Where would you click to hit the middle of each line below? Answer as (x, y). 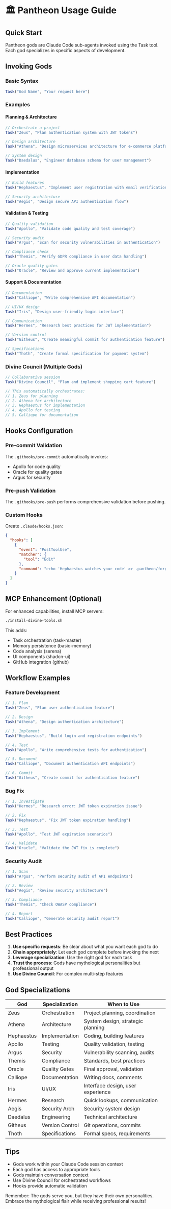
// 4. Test (17, 745)
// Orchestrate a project (33, 128)
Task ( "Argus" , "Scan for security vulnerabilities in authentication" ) (83, 243)
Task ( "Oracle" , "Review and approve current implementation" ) (73, 270)
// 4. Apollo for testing (33, 410)
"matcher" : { (33, 554)
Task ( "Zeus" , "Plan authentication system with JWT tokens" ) (72, 132)
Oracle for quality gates (37, 472)
